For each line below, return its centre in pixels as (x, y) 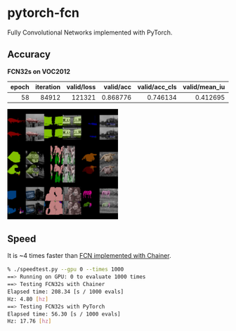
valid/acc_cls (157, 87)
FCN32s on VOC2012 (39, 71)
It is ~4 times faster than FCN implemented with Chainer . (89, 256)
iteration (48, 87)
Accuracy (29, 54)
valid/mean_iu (204, 87)
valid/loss (81, 87)
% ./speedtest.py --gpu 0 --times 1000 (66, 270)
